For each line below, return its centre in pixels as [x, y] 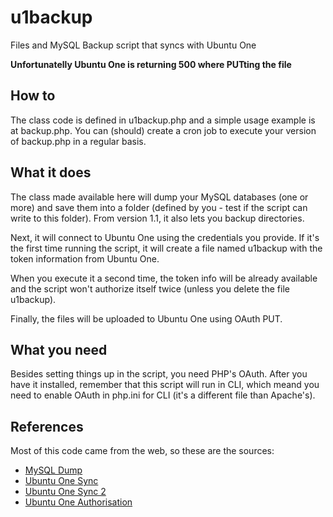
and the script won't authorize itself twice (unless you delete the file [150, 288]
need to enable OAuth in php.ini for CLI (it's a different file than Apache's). [163, 395]
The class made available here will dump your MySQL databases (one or [159, 197]
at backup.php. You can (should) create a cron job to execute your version [163, 130]
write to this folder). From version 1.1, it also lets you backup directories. [157, 218]
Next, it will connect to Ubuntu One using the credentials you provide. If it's [165, 237]
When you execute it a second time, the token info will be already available [164, 278]
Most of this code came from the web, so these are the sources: [142, 451]
